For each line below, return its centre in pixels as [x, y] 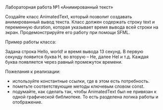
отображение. [27, 102]
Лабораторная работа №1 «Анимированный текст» [59, 7]
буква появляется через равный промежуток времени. [64, 62]
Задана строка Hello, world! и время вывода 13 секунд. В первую [74, 52]
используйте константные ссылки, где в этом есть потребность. [81, 81]
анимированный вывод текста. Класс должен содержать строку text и [80, 22]
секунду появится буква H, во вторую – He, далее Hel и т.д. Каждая [77, 57]
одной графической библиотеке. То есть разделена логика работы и [85, 97]
